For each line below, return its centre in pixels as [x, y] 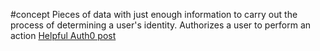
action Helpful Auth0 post [63, 35]
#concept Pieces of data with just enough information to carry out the [154, 14]
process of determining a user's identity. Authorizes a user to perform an [161, 25]
